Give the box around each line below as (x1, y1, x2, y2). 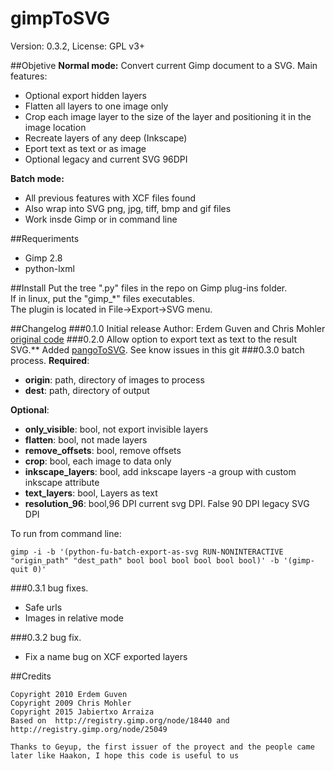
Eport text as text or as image (24, 142, 147, 154)
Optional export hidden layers (24, 89, 148, 101)
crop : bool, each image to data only (24, 455, 172, 467)
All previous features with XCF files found (24, 192, 197, 204)
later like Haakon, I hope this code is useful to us (10, 750, 240, 761)
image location (24, 121, 87, 133)
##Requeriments (10, 232, 80, 244)
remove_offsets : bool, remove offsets (24, 444, 182, 456)
